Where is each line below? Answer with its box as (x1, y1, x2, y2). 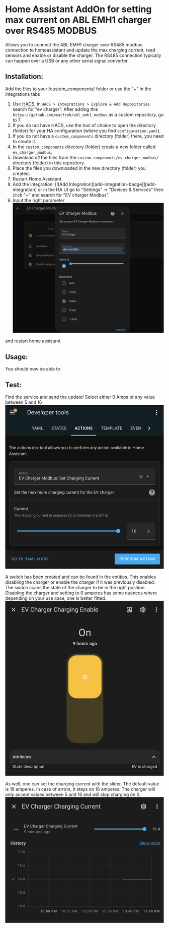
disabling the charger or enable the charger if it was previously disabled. (5, 579, 155, 585)
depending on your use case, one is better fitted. (5, 595, 107, 601)
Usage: (5, 352, 29, 361)
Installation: (5, 72, 44, 81)
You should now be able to (5, 366, 60, 372)
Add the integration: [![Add (12, 181, 68, 187)
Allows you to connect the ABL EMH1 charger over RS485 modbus (5, 41, 143, 47)
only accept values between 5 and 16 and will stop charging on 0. (5, 791, 141, 797)
